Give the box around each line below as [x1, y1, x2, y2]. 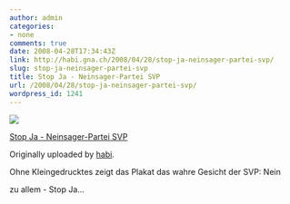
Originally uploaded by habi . [9, 149, 115, 160]
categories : [9, 22, 55, 31]
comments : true [9, 38, 67, 48]
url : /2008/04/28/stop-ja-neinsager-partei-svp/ [9, 81, 197, 90]
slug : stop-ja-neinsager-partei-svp [9, 64, 148, 73]
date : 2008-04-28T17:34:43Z [9, 47, 116, 56]
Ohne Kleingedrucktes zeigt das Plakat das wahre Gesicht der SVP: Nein [9, 166, 282, 177]
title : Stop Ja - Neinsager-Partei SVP [9, 73, 161, 82]
